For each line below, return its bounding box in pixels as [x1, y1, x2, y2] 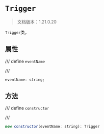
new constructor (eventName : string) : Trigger [5, 124, 100, 129]
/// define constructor [5, 105, 50, 111]
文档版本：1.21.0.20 [17, 19, 57, 24]
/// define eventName [5, 58, 45, 64]
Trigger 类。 [5, 29, 29, 35]
